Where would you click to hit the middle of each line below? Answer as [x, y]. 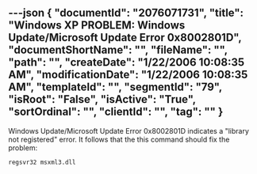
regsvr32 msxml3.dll [42, 162]
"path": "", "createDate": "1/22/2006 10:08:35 [127, 62]
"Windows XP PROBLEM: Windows [97, 26]
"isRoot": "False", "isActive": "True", [102, 99]
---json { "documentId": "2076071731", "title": [126, 13]
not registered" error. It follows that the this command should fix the [119, 139]
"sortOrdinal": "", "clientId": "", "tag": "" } [116, 112]
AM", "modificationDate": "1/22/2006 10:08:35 [128, 75]
